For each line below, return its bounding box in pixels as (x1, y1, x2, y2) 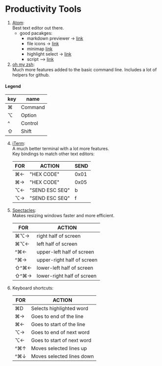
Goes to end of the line (31, 313, 83, 320)
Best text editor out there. (12, 25, 64, 30)
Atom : (12, 20, 25, 26)
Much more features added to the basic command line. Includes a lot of (12, 66, 157, 72)
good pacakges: (19, 30, 53, 36)
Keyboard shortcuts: (12, 285, 54, 291)
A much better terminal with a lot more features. (12, 146, 109, 152)
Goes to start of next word (31, 337, 92, 344)
